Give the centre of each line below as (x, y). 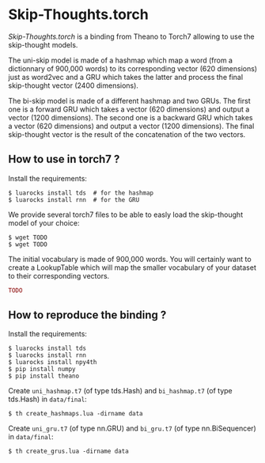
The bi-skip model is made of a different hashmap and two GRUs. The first (129, 101)
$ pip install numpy (42, 370)
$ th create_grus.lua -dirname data (68, 452)
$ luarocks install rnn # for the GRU (74, 199)
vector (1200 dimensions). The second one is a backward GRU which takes (131, 117)
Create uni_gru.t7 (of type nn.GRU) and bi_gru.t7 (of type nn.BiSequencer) (132, 428)
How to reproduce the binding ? (87, 315)
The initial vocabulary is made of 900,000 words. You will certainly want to (130, 259)
